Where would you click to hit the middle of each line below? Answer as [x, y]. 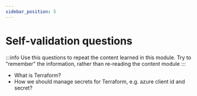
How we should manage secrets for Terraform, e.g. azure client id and [99, 81]
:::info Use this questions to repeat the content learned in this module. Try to [98, 57]
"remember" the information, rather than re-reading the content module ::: [96, 63]
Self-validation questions [69, 41]
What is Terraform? [38, 75]
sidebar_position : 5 [31, 12]
